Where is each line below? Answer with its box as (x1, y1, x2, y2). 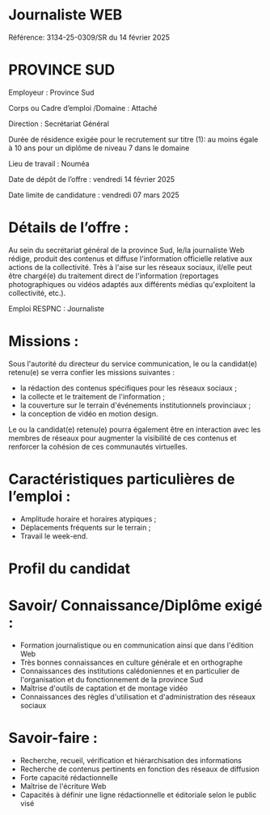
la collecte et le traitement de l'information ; (19, 391, 166, 401)
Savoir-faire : (8, 729, 99, 747)
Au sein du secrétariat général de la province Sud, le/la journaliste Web (8, 245, 245, 255)
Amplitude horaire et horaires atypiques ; (19, 513, 157, 523)
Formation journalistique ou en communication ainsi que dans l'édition (19, 640, 254, 650)
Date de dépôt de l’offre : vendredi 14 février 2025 (8, 174, 175, 184)
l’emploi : (8, 487, 71, 505)
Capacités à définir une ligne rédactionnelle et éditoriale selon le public (19, 790, 257, 800)
